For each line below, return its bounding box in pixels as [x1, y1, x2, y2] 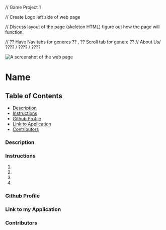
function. [5, 29, 24, 35]
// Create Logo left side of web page [5, 14, 80, 20]
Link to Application [12, 121, 51, 127]
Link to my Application [5, 206, 61, 213]
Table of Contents [5, 92, 63, 100]
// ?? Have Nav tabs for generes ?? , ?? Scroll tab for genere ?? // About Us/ [5, 39, 161, 45]
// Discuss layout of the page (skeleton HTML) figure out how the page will [5, 24, 160, 30]
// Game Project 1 [5, 5, 41, 10]
